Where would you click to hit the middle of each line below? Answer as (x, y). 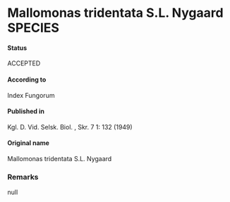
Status (17, 48)
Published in (26, 111)
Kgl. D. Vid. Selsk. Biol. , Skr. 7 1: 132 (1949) (70, 127)
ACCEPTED (24, 63)
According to (27, 80)
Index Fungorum (31, 95)
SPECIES (34, 28)
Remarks (23, 177)
